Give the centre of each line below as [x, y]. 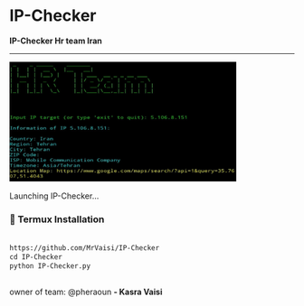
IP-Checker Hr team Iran [56, 41]
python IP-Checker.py [50, 266]
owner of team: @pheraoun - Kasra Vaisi [86, 292]
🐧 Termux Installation [57, 219]
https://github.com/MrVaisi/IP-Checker [85, 248]
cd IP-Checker [36, 257]
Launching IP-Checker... [54, 196]
